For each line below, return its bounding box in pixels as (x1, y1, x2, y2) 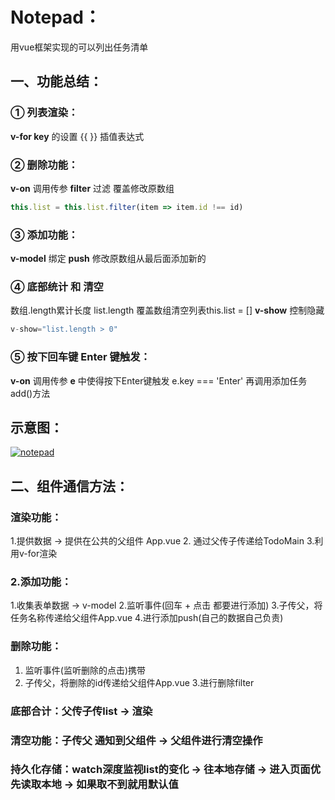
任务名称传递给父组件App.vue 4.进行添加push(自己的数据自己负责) (10, 612, 284, 624)
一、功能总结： (10, 73, 103, 90)
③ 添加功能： (10, 228, 79, 242)
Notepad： (10, 6, 102, 29)
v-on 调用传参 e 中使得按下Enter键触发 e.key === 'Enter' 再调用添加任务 (10, 374, 308, 387)
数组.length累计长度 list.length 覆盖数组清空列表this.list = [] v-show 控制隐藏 (10, 304, 325, 317)
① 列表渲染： (10, 106, 79, 120)
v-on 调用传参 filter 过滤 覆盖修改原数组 (10, 182, 175, 194)
